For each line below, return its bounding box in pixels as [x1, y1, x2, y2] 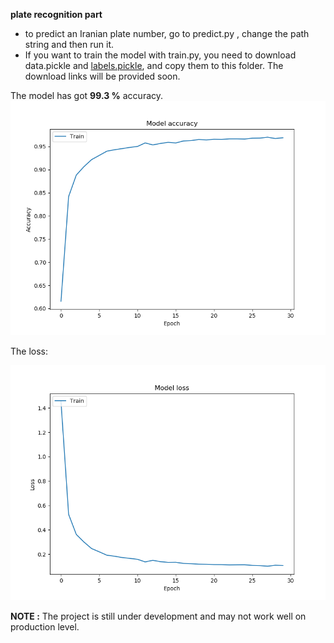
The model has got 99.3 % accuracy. [10, 90, 164, 101]
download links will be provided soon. [24, 70, 181, 82]
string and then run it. [24, 39, 114, 50]
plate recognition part [10, 9, 103, 20]
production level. [10, 620, 80, 633]
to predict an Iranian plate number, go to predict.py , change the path [24, 28, 310, 39]
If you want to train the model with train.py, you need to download [24, 49, 297, 61]
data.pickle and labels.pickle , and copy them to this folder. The [24, 60, 284, 71]
